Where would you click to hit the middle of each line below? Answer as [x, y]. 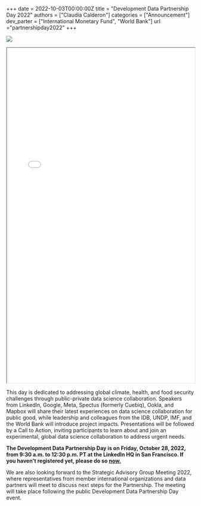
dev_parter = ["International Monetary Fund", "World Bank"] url [84, 21]
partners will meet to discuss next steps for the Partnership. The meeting [96, 485]
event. [14, 498]
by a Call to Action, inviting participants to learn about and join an [86, 430]
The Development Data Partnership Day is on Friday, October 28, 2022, [96, 448]
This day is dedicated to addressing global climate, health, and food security [100, 392]
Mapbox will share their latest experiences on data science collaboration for [99, 411]
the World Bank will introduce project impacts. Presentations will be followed [100, 424]
